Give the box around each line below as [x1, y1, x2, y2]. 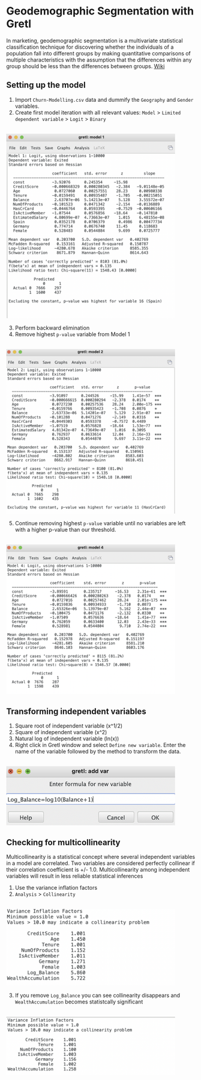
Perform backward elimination [14, 324, 90, 331]
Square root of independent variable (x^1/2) [14, 722, 123, 729]
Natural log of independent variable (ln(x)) [14, 735, 119, 742]
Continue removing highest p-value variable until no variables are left [14, 519, 186, 526]
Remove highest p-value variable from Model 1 [14, 330, 130, 338]
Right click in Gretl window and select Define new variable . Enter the [14, 741, 186, 749]
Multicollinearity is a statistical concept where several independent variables [6, 854, 196, 861]
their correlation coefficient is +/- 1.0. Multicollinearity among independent [6, 866, 190, 873]
